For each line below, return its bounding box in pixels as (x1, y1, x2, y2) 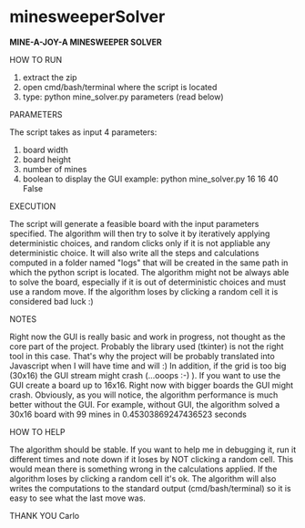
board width (22, 144, 68, 155)
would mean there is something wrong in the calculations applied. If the (9, 463, 278, 474)
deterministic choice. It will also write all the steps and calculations (9, 247, 259, 258)
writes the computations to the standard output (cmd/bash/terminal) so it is (9, 482, 291, 493)
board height (22, 153, 71, 165)
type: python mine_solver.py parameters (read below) (22, 91, 225, 102)
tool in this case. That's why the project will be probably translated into (9, 350, 275, 361)
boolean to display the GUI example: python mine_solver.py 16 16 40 (22, 173, 280, 184)
